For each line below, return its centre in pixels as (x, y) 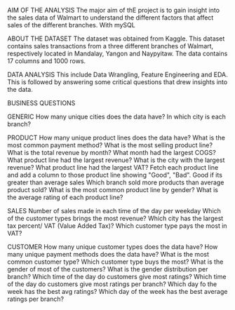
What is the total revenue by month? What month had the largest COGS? (112, 153)
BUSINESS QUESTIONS (41, 103)
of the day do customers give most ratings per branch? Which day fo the (112, 284)
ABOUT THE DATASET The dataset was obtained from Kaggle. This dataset (116, 39)
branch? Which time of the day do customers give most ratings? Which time (117, 277)
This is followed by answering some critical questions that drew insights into (117, 82)
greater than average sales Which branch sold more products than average (116, 182)
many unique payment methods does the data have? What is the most (108, 254)
